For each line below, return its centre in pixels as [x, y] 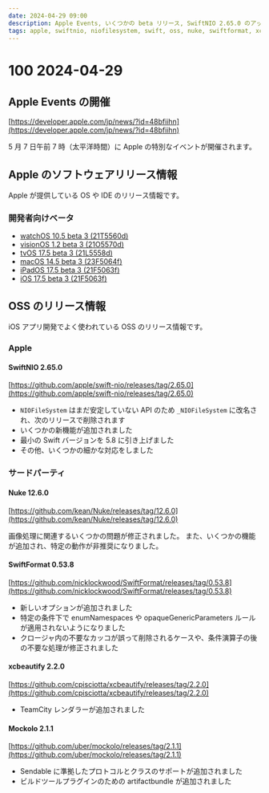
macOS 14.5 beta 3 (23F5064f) [71, 262]
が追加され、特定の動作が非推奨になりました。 [86, 546]
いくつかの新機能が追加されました [76, 430]
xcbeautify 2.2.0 [37, 666]
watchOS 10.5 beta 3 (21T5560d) [74, 236]
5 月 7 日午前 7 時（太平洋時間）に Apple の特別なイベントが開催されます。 [132, 147]
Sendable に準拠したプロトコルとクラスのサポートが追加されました [131, 771]
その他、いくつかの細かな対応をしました [86, 450]
